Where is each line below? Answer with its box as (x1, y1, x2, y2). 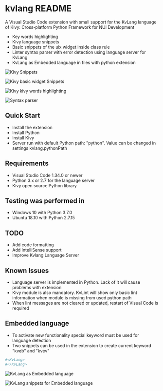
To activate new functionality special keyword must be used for (12, 332, 140, 338)
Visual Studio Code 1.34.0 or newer (12, 172, 83, 178)
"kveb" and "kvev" (12, 348, 50, 353)
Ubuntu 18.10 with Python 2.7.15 (12, 215, 75, 221)
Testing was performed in (5, 196, 85, 205)
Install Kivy (12, 135, 35, 140)
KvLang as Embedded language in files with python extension (12, 59, 136, 65)
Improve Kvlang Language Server (12, 252, 79, 258)
